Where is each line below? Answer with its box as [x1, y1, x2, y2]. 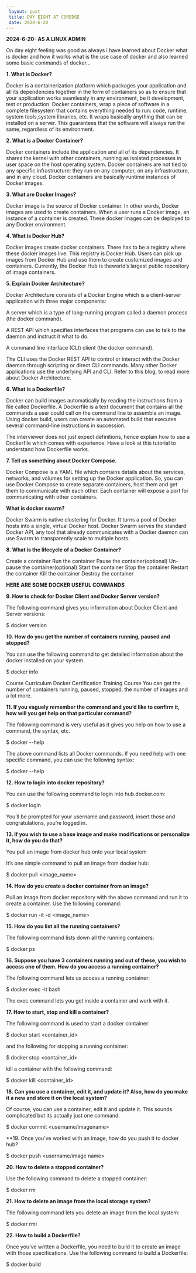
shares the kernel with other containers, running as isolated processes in [6, 155, 181, 162]
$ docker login [6, 802, 41, 809]
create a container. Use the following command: [6, 900, 122, 907]
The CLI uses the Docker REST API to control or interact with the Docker [6, 356, 180, 363]
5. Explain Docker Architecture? [6, 280, 85, 287]
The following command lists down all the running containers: [6, 934, 154, 942]
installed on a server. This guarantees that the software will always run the [6, 120, 185, 127]
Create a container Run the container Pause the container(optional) [6, 558, 168, 565]
